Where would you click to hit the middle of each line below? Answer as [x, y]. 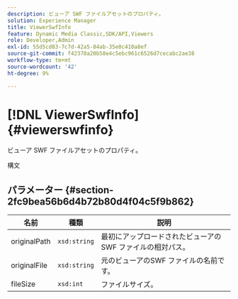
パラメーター [35, 190]
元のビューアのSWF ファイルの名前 [159, 261]
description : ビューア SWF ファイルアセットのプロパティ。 [86, 14]
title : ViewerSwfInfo [39, 27]
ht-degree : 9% [28, 73]
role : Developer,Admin [41, 40]
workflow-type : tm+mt [39, 60]
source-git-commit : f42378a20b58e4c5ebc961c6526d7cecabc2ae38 [101, 54]
